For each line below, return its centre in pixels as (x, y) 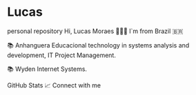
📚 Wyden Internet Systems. (47, 69)
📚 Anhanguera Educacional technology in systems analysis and (98, 45)
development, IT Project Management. (61, 55)
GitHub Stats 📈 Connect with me (54, 85)
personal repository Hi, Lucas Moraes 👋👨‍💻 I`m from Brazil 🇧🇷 (95, 31)
